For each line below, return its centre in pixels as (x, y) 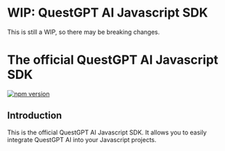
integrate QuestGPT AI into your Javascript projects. (82, 139)
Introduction (35, 116)
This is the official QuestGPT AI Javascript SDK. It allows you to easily (107, 132)
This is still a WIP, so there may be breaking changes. (84, 32)
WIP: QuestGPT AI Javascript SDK (108, 13)
